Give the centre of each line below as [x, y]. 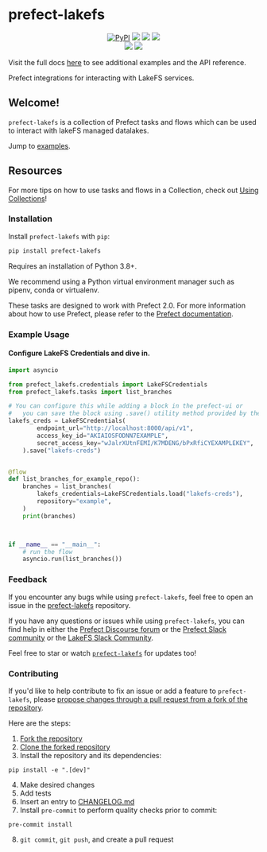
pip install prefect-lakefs [55, 251]
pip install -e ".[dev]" [49, 770]
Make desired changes [57, 784]
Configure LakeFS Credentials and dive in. [79, 353]
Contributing [33, 673]
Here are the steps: [40, 723]
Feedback [28, 579]
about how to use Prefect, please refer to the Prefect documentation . [121, 314]
